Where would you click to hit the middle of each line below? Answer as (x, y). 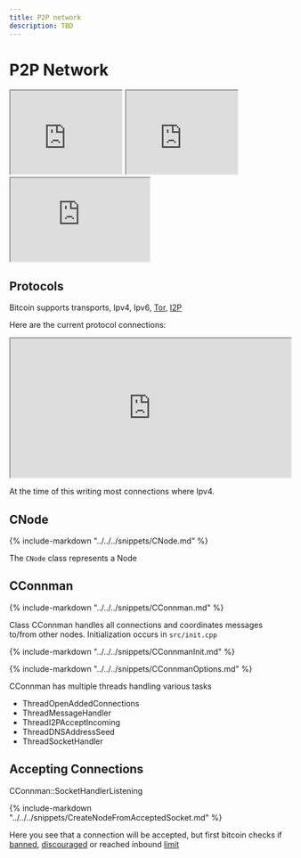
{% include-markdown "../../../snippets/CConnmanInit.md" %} (122, 651)
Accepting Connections (77, 769)
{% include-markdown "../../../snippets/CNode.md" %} (109, 541)
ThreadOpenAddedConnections (81, 703)
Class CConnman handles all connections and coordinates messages (136, 625)
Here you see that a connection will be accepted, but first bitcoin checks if (146, 835)
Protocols (37, 286)
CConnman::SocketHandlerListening (76, 790)
